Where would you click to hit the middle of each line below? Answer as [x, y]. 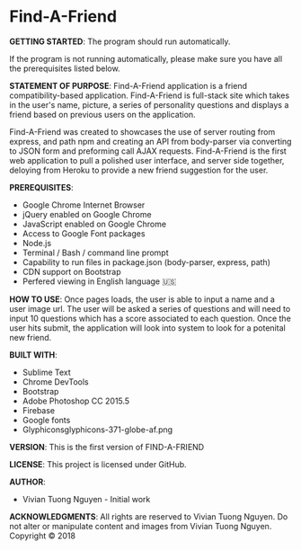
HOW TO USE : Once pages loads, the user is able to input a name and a [142, 299]
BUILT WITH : [34, 355]
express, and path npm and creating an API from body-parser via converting [150, 141]
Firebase [39, 410]
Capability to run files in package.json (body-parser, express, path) [146, 262]
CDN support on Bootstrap [71, 271]
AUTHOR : [28, 482]
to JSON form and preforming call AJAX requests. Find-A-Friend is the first [148, 151]
